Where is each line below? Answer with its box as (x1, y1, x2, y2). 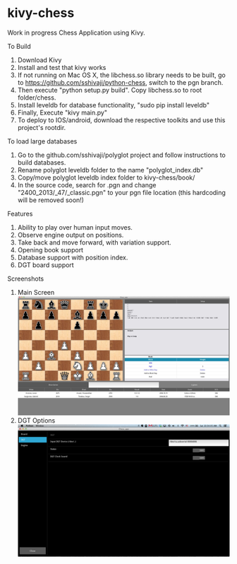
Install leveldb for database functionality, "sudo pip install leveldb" (17, 100, 210, 109)
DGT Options (17, 416, 56, 425)
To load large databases (7, 136, 78, 146)
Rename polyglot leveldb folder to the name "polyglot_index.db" (17, 165, 203, 174)
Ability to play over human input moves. (17, 223, 133, 231)
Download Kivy (17, 55, 62, 64)
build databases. (17, 158, 66, 167)
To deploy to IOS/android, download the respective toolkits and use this (17, 115, 226, 124)
